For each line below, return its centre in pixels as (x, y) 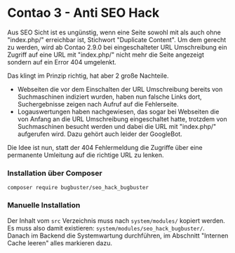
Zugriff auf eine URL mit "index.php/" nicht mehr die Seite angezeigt (106, 55)
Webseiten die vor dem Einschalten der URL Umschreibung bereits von (120, 89)
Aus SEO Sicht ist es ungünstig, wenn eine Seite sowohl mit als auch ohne (114, 32)
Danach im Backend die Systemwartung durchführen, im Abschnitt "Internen (118, 235)
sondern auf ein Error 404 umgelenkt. (62, 62)
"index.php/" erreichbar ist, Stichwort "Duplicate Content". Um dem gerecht (117, 39)
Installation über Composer (55, 173)
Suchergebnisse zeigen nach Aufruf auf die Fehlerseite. (98, 104)
